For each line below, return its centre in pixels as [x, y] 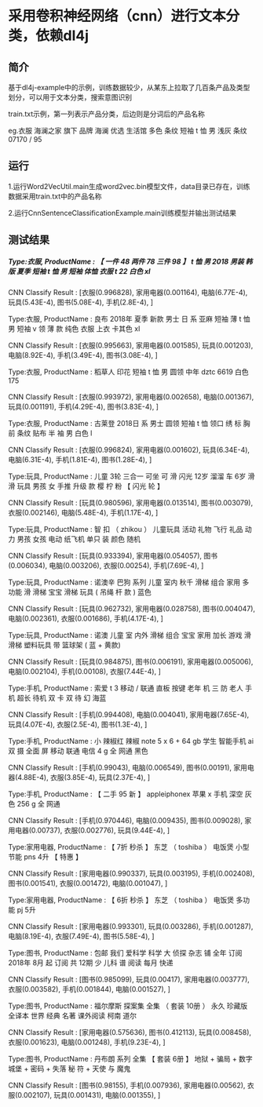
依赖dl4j [62, 36]
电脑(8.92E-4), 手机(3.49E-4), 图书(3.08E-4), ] [83, 355]
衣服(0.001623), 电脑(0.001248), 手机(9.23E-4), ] [87, 1042]
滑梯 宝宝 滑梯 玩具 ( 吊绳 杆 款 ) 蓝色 [92, 592]
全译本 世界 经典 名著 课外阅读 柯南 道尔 [73, 1016]
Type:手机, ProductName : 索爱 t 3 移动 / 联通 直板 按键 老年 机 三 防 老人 [126, 688]
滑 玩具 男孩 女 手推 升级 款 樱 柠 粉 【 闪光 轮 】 [86, 486]
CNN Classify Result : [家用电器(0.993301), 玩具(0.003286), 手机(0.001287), [131, 927]
